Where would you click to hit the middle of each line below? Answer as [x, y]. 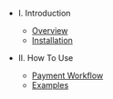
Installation [52, 40]
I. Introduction [44, 13]
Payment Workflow [67, 75]
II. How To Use [46, 58]
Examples [50, 85]
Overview [50, 30]
